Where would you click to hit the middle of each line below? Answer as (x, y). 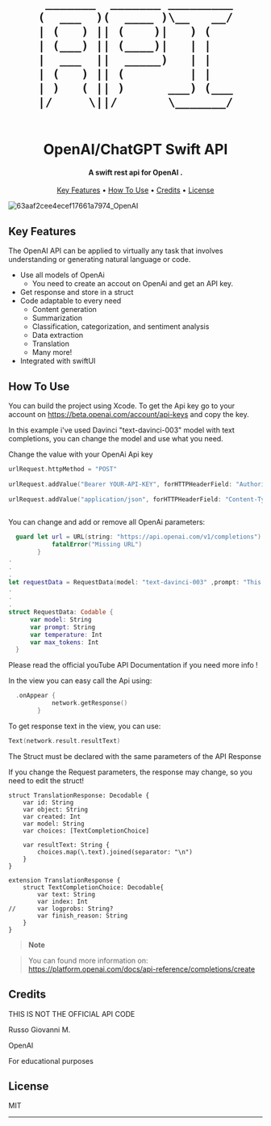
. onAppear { (36, 696)
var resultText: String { (67, 845)
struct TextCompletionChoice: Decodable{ (93, 887)
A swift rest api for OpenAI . (135, 172)
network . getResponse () (90, 703)
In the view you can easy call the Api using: (80, 681)
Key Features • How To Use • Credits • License (135, 190)
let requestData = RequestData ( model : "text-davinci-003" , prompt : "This (135, 582)
